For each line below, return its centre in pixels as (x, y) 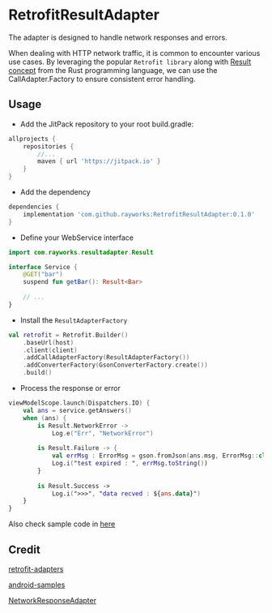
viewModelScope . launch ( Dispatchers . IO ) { (79, 403)
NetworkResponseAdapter (53, 600)
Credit (24, 549)
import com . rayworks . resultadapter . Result (81, 252)
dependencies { (34, 207)
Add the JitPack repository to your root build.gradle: (107, 124)
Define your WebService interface (77, 238)
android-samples (37, 585)
